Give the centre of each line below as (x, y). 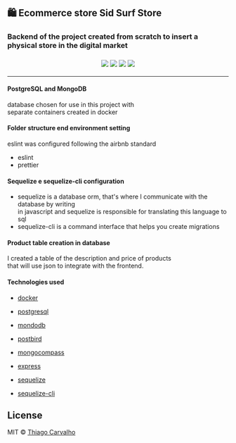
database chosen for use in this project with (71, 104)
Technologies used (36, 282)
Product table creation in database (59, 242)
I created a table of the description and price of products (90, 258)
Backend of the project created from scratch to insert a (103, 37)
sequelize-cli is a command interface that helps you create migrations (118, 227)
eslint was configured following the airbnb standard (82, 144)
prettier (28, 165)
